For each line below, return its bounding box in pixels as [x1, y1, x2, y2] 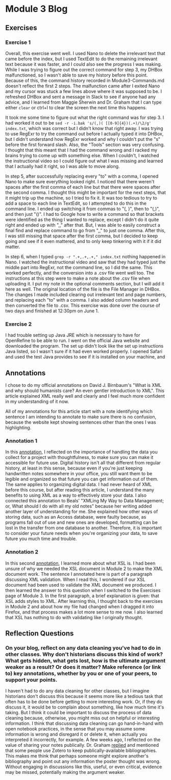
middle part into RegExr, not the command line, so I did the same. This [5, 264, 153, 271]
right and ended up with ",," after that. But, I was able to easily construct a [5, 222, 161, 228]
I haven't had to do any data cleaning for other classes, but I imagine [5, 688, 150, 694]
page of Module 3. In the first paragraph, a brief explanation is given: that [5, 593, 159, 599]
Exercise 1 [5, 39, 31, 46]
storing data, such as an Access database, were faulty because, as [5, 514, 146, 520]
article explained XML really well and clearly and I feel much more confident [5, 393, 165, 399]
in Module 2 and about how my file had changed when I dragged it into [5, 603, 154, 610]
